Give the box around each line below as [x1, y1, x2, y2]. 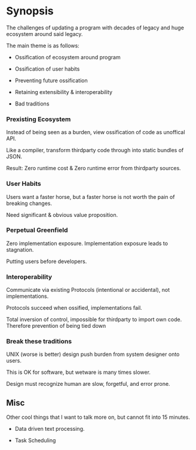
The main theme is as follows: [6, 42, 79, 49]
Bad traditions [14, 100, 50, 107]
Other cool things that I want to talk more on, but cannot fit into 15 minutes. [6, 413, 190, 421]
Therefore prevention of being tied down [6, 322, 106, 330]
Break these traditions [6, 337, 72, 346]
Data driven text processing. [14, 425, 85, 433]
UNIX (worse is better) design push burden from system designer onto [6, 351, 180, 358]
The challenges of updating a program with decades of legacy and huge [6, 24, 184, 31]
